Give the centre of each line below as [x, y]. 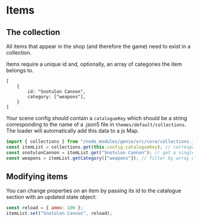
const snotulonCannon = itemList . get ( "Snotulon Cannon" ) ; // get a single [100, 152]
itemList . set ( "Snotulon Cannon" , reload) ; [59, 214]
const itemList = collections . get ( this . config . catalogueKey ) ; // [88, 147]
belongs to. [20, 70]
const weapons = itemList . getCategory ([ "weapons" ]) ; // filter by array [98, 158]
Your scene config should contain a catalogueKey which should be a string [97, 118]
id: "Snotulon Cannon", [57, 92]
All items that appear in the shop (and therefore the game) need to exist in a [98, 46]
